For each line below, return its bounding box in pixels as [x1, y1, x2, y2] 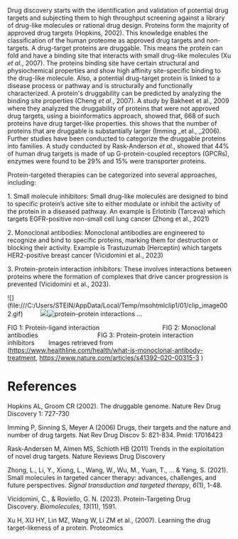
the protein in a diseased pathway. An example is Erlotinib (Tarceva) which [7, 207, 226, 215]
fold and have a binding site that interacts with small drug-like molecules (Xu [7, 51, 232, 60]
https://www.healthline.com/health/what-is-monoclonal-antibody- [9, 346, 203, 354]
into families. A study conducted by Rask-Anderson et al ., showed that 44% [7, 142, 229, 150]
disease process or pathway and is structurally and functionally [7, 82, 193, 89]
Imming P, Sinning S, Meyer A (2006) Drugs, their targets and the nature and [7, 423, 231, 432]
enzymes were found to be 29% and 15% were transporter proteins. [7, 157, 207, 165]
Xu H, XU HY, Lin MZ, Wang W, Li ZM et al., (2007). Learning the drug [7, 516, 211, 524]
